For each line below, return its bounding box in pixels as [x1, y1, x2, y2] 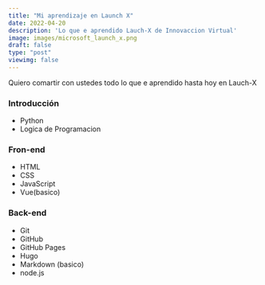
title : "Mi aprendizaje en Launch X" [8, 11, 134, 20]
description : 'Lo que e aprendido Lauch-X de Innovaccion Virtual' [8, 26, 238, 34]
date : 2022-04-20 [8, 19, 66, 27]
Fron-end [8, 144, 45, 155]
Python [19, 116, 44, 126]
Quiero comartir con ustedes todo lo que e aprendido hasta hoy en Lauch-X [8, 77, 257, 88]
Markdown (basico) [19, 260, 85, 269]
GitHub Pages [19, 242, 66, 252]
